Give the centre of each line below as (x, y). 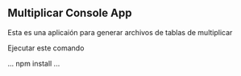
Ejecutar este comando (46, 48)
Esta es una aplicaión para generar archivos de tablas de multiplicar (120, 32)
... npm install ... (34, 63)
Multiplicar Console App (70, 13)
